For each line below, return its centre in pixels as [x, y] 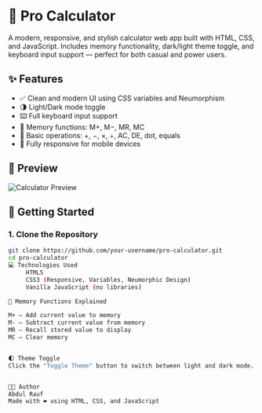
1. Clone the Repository [53, 234]
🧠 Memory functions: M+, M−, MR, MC [82, 127]
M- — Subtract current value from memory [77, 323]
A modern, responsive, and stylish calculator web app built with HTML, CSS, [131, 38]
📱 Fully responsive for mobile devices [80, 144]
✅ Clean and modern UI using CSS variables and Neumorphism [122, 98]
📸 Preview [33, 168]
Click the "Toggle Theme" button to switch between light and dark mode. [131, 365]
